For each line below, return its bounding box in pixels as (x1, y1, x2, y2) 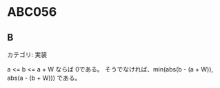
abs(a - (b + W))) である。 (7, 74, 81, 82)
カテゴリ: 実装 (7, 51, 47, 58)
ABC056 (7, 4, 57, 20)
